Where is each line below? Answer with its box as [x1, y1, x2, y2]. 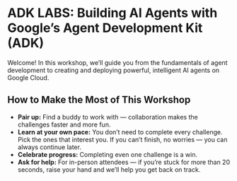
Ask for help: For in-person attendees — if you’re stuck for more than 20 [17, 158, 231, 166]
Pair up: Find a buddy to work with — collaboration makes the [17, 112, 198, 121]
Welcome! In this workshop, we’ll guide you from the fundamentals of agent [7, 58, 228, 66]
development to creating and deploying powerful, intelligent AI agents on [7, 66, 220, 74]
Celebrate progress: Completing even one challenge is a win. [17, 150, 198, 158]
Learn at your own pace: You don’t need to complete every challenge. [17, 127, 223, 136]
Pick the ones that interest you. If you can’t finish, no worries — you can [17, 135, 228, 144]
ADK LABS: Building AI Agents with [7, 5, 218, 21]
